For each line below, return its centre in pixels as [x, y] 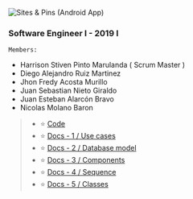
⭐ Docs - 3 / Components [82, 160]
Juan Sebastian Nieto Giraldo [68, 91]
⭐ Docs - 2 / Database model [88, 148]
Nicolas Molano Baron [57, 108]
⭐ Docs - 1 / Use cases [78, 136]
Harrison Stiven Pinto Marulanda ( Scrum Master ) [103, 65]
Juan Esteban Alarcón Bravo [67, 99]
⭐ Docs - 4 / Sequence [78, 172]
